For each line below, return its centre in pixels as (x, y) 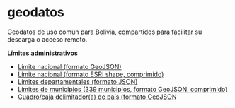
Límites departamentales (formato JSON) (78, 81)
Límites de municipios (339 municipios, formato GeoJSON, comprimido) (122, 89)
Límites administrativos (42, 53)
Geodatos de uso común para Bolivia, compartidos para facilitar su (105, 32)
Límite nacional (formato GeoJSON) (69, 66)
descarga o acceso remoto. (47, 39)
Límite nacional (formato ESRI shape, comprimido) (91, 74)
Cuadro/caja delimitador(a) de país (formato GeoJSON (97, 97)
